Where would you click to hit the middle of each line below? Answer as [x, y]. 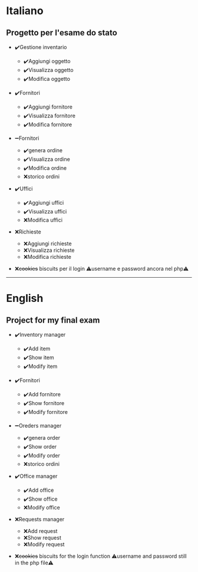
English [25, 298]
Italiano [25, 11]
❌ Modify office [42, 507]
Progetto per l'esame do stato [62, 33]
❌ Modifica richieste [47, 257]
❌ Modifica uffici [43, 220]
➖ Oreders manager [38, 425]
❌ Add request [40, 531]
